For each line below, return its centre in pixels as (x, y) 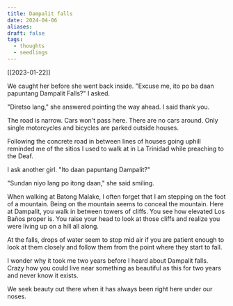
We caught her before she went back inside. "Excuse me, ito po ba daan (111, 86)
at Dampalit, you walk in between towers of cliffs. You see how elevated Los (116, 211)
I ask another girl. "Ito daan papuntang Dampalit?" (79, 169)
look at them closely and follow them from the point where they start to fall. (115, 247)
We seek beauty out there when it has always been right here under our (110, 289)
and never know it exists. (43, 275)
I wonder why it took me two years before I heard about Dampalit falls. (108, 260)
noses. (17, 296)
